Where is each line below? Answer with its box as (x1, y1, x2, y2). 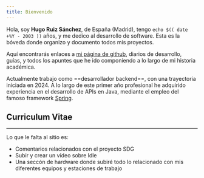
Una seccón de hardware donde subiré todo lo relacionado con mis (15, 159, 184, 166)
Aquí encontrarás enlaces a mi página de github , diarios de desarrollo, (6, 50, 182, 58)
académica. (6, 63, 36, 70)
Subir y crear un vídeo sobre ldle (15, 152, 97, 159)
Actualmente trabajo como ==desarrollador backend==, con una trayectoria (6, 75, 196, 82)
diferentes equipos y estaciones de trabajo (15, 165, 123, 172)
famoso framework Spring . (6, 94, 73, 101)
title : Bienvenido (6, 9, 53, 15)
